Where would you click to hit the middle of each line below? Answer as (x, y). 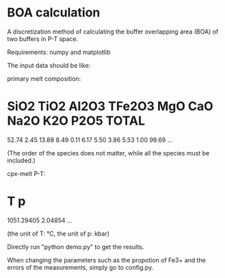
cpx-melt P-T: (26, 173)
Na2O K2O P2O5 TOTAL (76, 121)
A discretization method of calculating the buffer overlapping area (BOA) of (113, 31)
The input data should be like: (49, 65)
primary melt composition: (44, 78)
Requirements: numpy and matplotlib (59, 52)
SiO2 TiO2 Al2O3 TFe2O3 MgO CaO (110, 106)
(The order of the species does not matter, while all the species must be (108, 153)
